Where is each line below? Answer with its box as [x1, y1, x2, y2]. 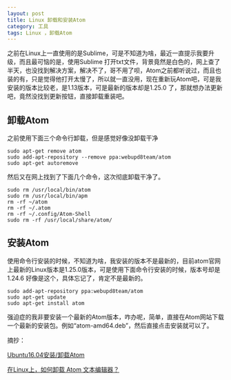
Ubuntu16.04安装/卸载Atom [7, 350, 85, 359]
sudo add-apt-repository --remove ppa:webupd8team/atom [7, 154, 171, 161]
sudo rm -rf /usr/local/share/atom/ [7, 217, 112, 224]
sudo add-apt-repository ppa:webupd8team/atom [7, 288, 143, 294]
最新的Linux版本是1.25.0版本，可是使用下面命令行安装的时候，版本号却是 [12, 265, 221, 273]
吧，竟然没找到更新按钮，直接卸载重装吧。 [7, 92, 128, 101]
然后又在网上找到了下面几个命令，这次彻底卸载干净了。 [7, 173, 164, 181]
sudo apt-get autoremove [7, 160, 79, 167]
